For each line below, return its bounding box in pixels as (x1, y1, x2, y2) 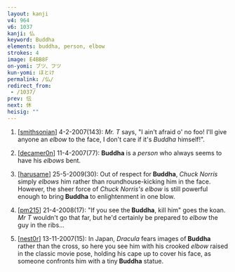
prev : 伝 (7, 96, 32, 103)
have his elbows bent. (17, 156, 81, 164)
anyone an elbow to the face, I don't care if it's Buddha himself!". (17, 135, 206, 143)
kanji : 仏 (7, 30, 35, 37)
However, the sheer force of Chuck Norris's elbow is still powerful (17, 184, 208, 193)
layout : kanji (7, 10, 49, 18)
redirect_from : (7, 82, 52, 89)
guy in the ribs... (17, 221, 65, 229)
